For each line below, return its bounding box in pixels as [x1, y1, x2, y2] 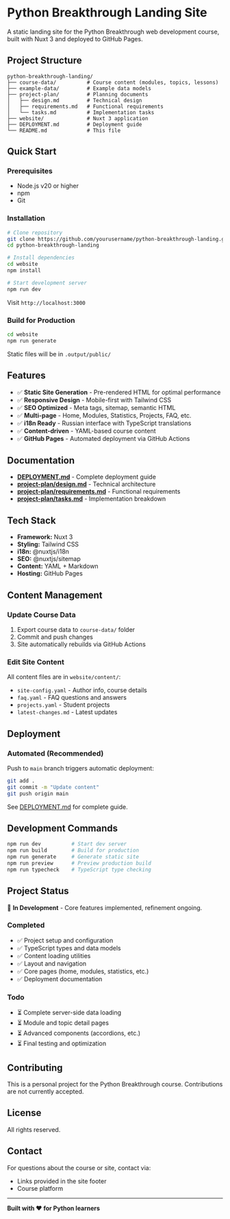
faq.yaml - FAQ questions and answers [16, 694, 127, 702]
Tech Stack [7, 514, 56, 526]
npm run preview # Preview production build [7, 860, 152, 867]
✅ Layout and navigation [16, 959, 87, 968]
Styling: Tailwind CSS [16, 540, 79, 549]
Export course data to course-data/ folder [16, 625, 136, 633]
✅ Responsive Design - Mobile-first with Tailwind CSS [16, 396, 172, 404]
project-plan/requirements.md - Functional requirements [16, 488, 181, 496]
